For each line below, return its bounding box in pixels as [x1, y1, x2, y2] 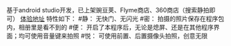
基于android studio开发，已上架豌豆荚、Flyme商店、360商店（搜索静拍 [6, 6, 210, 14]
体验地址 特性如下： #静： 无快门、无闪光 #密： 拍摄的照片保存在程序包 [19, 14, 225, 23]
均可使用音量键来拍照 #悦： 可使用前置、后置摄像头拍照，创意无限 [18, 32, 208, 40]
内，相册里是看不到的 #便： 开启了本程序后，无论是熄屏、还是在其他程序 [6, 23, 214, 31]
